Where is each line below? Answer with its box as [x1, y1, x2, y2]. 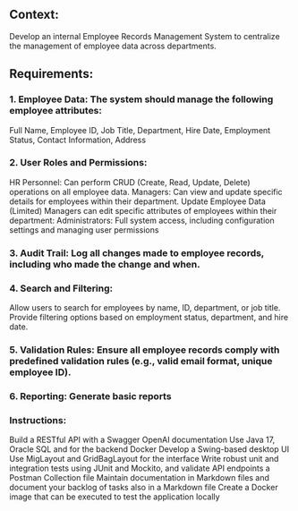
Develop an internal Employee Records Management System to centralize [9, 30, 280, 41]
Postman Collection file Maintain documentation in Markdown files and [9, 473, 270, 483]
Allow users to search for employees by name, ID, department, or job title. [9, 302, 281, 313]
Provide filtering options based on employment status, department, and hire [9, 312, 289, 323]
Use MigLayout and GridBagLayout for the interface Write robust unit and [9, 454, 279, 464]
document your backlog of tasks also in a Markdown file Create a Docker [9, 482, 279, 493]
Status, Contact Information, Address [9, 134, 146, 145]
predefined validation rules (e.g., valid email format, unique [9, 354, 273, 367]
